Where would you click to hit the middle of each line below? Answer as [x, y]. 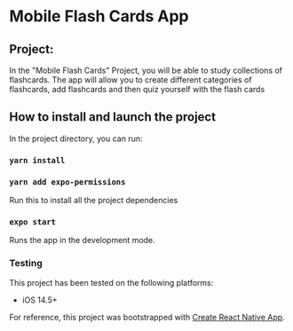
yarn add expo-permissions [67, 182]
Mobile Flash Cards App [99, 16]
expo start [32, 222]
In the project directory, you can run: [76, 138]
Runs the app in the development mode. [82, 240]
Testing [26, 264]
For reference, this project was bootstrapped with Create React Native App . [147, 317]
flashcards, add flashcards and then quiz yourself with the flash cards [137, 89]
